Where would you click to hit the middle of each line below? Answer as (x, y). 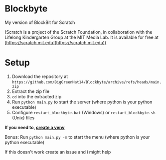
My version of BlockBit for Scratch (40, 22)
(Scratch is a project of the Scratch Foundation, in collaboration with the (79, 32)
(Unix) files (23, 118)
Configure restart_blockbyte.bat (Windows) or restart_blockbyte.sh (83, 112)
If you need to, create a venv (35, 127)
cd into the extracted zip (37, 96)
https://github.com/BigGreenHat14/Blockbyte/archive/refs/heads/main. (87, 82)
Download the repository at (40, 76)
